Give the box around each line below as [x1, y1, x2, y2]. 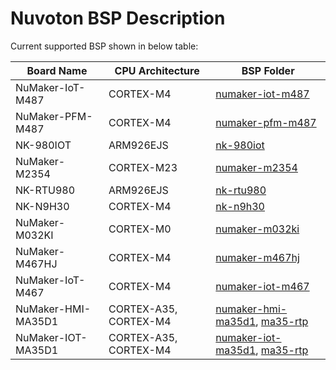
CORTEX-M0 [108, 222, 172, 236]
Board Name [26, 63, 88, 77]
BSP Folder [241, 63, 295, 77]
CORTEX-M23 [108, 160, 178, 174]
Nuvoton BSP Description [10, 7, 226, 30]
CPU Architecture [114, 63, 200, 77]
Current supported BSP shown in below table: [10, 40, 199, 52]
